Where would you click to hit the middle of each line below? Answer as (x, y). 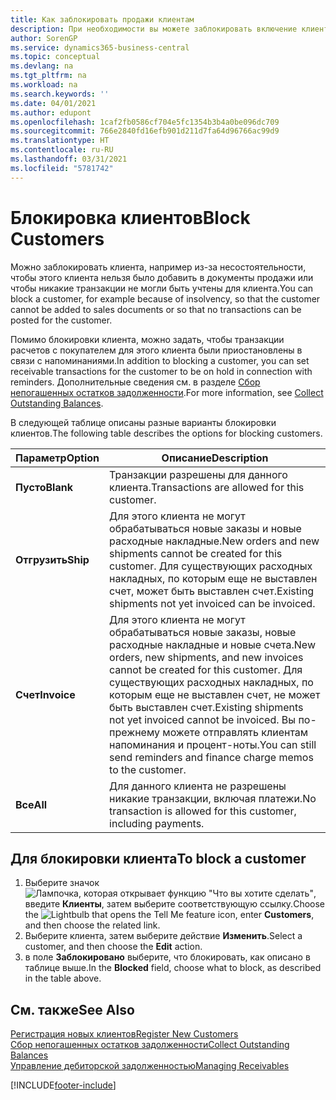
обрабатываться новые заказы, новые (203, 632)
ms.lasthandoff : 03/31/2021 (69, 159)
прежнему (135, 732)
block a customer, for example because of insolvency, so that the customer (165, 298)
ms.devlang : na (42, 66)
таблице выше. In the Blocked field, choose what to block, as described (173, 968)
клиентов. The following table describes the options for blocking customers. (166, 433)
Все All (31, 804)
